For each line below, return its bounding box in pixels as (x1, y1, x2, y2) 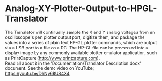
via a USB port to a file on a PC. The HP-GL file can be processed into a (5, 45, 148, 50)
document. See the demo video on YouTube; (5, 65, 94, 71)
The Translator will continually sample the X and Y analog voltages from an (5, 29, 155, 35)
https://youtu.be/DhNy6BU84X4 (5, 70, 70, 76)
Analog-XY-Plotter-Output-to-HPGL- (5, 3, 157, 14)
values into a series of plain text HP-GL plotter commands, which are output (5, 39, 157, 45)
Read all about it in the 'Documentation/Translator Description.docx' (5, 60, 141, 66)
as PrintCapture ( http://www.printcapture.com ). (5, 55, 100, 61)
